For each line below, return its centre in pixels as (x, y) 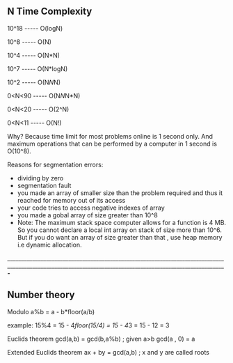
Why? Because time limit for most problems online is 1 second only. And (110, 136)
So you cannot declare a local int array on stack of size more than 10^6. (120, 230)
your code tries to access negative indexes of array (91, 208)
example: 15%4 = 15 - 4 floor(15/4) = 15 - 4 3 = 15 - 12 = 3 (88, 325)
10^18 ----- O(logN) (35, 28)
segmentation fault (44, 185)
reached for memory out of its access (71, 200)
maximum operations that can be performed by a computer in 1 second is (112, 144)
